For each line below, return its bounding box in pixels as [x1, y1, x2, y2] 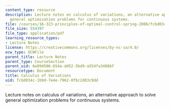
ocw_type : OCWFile [5, 49, 44, 55]
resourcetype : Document [5, 69, 56, 74]
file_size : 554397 [5, 26, 44, 31]
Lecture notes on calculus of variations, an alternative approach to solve [5, 91, 156, 97]
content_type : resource [5, 7, 56, 13]
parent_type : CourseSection [5, 59, 65, 64]
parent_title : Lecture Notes [5, 54, 67, 60]
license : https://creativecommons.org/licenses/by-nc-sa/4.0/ [5, 45, 139, 50]
